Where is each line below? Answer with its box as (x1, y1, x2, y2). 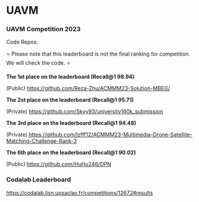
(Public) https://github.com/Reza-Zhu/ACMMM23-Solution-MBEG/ (6, 85, 170, 92)
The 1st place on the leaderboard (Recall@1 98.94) (6, 73, 135, 81)
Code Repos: (6, 38, 38, 45)
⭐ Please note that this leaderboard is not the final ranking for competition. (6, 50, 191, 57)
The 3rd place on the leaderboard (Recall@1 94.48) (6, 120, 137, 127)
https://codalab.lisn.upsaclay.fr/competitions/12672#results (6, 189, 153, 196)
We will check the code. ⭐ (6, 59, 71, 66)
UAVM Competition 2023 (6, 25, 81, 33)
